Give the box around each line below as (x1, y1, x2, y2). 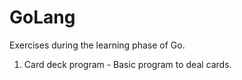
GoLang (9, 6, 76, 29)
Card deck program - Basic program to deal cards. (23, 58, 232, 70)
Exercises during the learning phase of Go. (9, 39, 186, 51)
